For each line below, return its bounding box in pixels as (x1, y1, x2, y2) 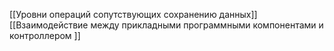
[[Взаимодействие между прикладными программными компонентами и (9, 19, 324, 31)
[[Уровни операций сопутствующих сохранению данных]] (9, 9, 258, 20)
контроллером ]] (9, 30, 81, 41)
